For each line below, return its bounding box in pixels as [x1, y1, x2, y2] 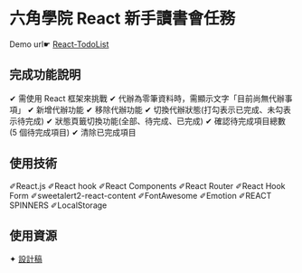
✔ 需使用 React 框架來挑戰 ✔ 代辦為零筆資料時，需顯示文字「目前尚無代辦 [9, 92, 285, 104]
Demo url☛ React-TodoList [9, 38, 109, 50]
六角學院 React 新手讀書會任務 [9, 8, 236, 29]
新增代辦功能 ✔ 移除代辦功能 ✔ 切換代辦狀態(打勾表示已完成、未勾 [35, 104, 283, 115]
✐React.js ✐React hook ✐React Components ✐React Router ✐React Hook [9, 180, 287, 191]
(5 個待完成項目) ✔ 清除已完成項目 [9, 127, 137, 137]
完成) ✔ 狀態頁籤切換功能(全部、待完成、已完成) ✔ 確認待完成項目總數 [24, 115, 287, 127]
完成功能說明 [9, 67, 81, 82]
